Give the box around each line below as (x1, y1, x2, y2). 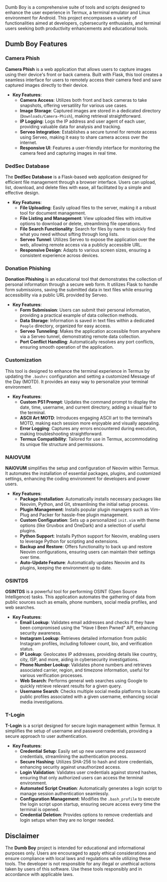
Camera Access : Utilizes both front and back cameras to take (19, 97, 147, 103)
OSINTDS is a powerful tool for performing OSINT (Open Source (5, 589, 137, 595)
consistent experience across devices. (19, 252, 99, 258)
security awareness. (19, 630, 62, 636)
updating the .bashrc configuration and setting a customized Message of (5, 373, 156, 379)
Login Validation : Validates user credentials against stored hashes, (19, 769, 158, 775)
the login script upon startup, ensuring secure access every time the (19, 801, 161, 807)
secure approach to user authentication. (5, 733, 88, 739)
